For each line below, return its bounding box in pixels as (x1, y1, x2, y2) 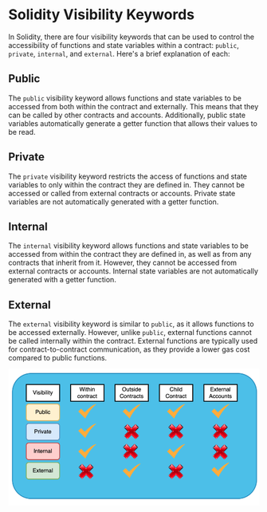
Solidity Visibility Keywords (8, 6, 195, 24)
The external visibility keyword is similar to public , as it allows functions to (8, 319, 254, 329)
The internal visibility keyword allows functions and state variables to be (8, 241, 249, 250)
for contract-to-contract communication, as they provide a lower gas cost (8, 345, 250, 354)
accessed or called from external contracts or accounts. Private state (8, 188, 236, 198)
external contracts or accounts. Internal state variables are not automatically (8, 266, 259, 276)
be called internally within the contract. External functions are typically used (8, 337, 258, 346)
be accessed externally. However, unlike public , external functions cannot (8, 328, 253, 337)
